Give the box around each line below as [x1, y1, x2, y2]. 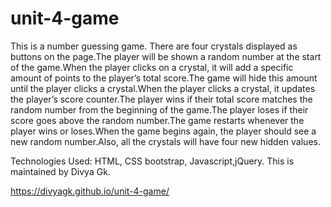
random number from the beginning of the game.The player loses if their [10, 103, 309, 116]
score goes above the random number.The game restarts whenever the [10, 114, 305, 126]
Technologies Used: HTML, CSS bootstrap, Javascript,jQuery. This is [10, 155, 295, 167]
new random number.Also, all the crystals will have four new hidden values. [10, 135, 321, 147]
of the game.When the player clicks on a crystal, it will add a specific [10, 61, 294, 73]
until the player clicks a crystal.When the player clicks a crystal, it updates [10, 82, 316, 94]
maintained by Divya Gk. [10, 165, 111, 177]
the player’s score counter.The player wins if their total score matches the [10, 93, 313, 105]
